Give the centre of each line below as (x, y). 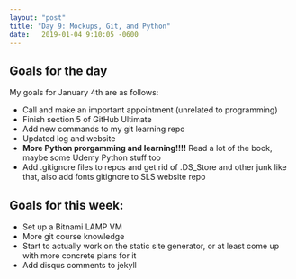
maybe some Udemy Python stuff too (92, 157)
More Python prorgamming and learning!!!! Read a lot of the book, (147, 148)
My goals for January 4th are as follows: (84, 93)
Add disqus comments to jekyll (79, 265)
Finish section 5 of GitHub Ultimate (87, 120)
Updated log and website (69, 139)
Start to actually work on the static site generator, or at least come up (151, 246)
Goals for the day (58, 71)
